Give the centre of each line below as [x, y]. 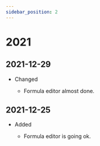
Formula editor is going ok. [57, 136]
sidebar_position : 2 [32, 12]
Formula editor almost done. [59, 91]
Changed [26, 79]
